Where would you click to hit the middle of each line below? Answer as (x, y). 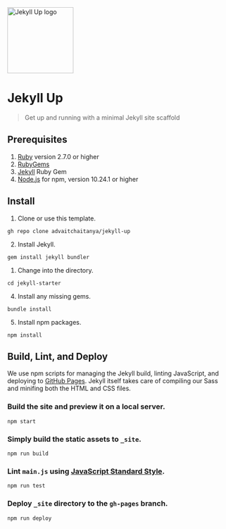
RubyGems (33, 164)
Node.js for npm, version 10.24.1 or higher (78, 179)
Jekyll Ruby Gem (42, 171)
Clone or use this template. (57, 218)
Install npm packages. (49, 322)
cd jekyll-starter (34, 283)
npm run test (26, 486)
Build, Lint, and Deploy (57, 356)
